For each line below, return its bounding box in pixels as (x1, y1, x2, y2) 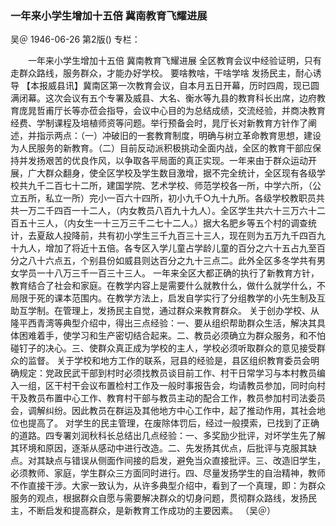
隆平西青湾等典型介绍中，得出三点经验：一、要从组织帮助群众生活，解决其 (10, 317, 317, 329)
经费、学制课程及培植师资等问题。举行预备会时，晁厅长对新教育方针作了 (10, 117, 308, 129)
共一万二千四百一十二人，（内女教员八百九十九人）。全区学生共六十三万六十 (10, 205, 317, 217)
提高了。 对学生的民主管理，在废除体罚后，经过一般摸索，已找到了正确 (27, 417, 320, 429)
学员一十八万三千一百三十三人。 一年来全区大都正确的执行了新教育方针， (18, 267, 320, 279)
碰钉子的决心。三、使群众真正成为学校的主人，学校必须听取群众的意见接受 (10, 342, 317, 354)
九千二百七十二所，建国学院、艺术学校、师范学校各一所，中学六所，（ (27, 180, 313, 192)
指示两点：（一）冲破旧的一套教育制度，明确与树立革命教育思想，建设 (36, 130, 322, 142)
